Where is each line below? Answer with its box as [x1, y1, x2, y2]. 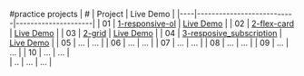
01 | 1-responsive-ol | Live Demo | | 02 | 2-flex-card [102, 18, 295, 29]
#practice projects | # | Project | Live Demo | [9, 9, 175, 19]
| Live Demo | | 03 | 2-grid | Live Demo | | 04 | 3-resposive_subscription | [9, 28, 283, 38]
